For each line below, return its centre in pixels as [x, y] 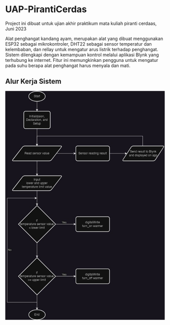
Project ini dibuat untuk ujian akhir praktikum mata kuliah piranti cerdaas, [81, 23]
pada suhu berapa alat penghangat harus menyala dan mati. [68, 65]
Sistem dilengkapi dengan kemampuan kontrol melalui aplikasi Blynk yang [82, 55]
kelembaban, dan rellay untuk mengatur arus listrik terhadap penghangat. [82, 49]
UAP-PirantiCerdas [46, 9]
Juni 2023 [16, 28]
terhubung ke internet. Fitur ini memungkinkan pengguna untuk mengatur [82, 60]
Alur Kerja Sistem [33, 81]
